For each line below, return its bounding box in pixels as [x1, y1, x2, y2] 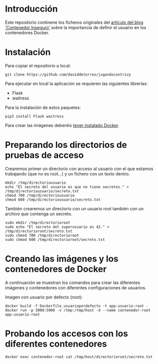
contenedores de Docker [5, 264, 107, 274]
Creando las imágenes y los [5, 253, 119, 264]
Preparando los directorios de [5, 140, 127, 151]
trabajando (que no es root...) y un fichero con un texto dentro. [5, 171, 130, 176]
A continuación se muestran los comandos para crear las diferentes [5, 280, 141, 285]
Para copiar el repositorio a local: [5, 63, 71, 68]
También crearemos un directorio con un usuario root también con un [5, 206, 144, 211]
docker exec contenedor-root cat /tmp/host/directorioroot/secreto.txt [5, 354, 153, 359]
